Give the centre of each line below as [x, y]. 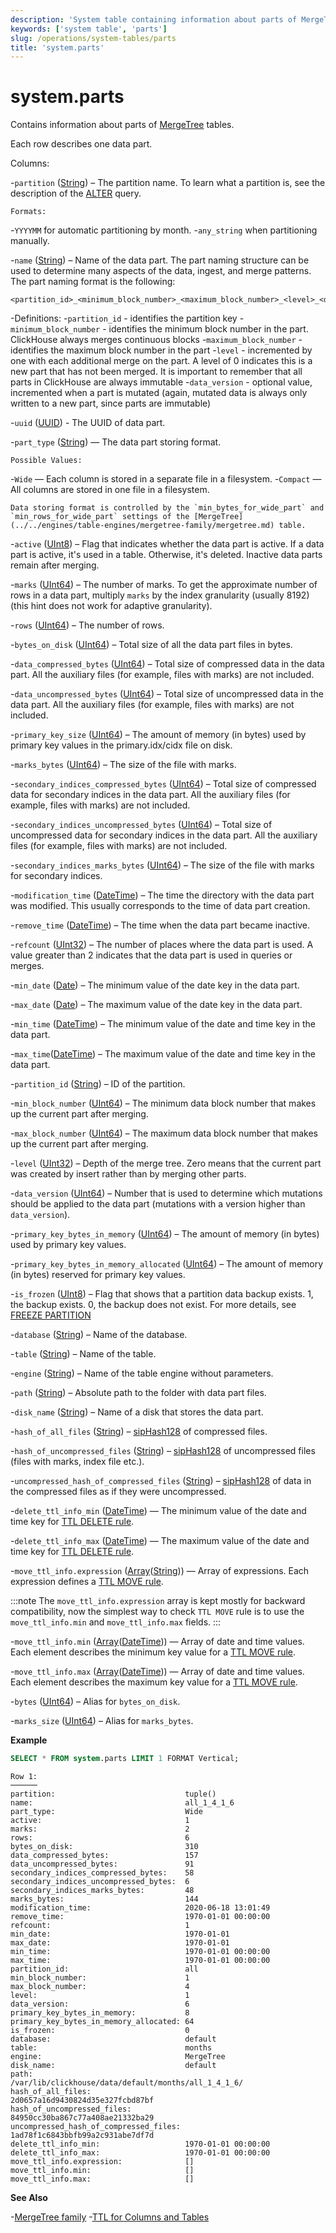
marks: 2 [100, 1829]
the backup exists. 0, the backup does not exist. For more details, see [153, 1305]
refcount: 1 [100, 1926]
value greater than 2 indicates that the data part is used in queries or [151, 955]
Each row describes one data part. [81, 144]
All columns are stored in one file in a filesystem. [110, 490]
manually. [30, 241]
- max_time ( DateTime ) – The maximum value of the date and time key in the [163, 1054]
